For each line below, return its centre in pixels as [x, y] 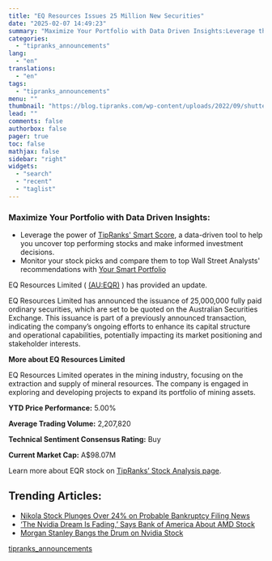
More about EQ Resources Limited [67, 359]
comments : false [36, 121]
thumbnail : [27, 106]
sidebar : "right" [38, 159]
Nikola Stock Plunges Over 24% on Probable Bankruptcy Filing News [135, 516]
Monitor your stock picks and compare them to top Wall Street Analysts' [140, 261]
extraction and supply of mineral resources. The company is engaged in [128, 384]
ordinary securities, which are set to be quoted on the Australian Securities [133, 309]
